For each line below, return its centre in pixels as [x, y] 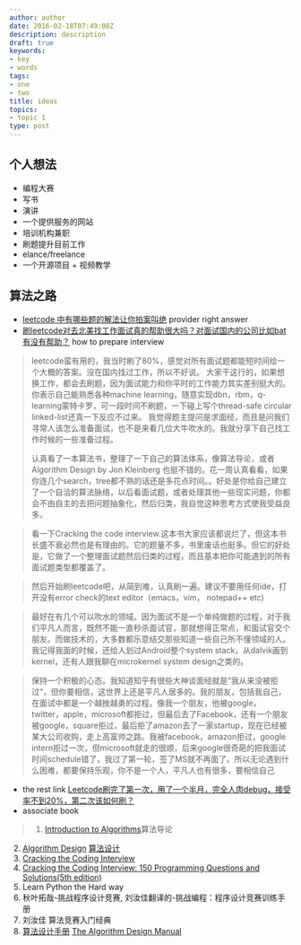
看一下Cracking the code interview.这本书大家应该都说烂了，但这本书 [159, 533]
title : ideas [34, 101]
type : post [30, 127]
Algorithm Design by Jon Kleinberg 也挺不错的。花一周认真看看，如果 [159, 469]
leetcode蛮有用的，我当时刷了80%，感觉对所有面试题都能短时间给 [154, 361]
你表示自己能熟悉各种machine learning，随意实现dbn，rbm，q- [149, 394]
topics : [24, 109]
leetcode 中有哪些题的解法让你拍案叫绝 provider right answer [135, 319]
